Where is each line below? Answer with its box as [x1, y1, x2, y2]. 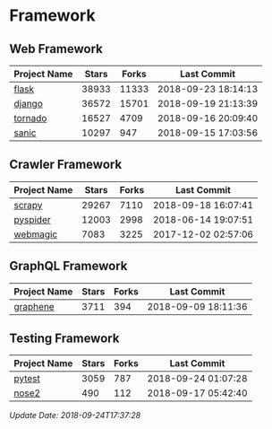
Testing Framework [9, 331, 120, 346]
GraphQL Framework [9, 258, 128, 274]
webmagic [13, 228, 58, 241]
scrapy [13, 198, 43, 211]
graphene [13, 300, 55, 312]
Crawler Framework [9, 157, 123, 172]
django [13, 98, 43, 109]
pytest [13, 372, 40, 385]
